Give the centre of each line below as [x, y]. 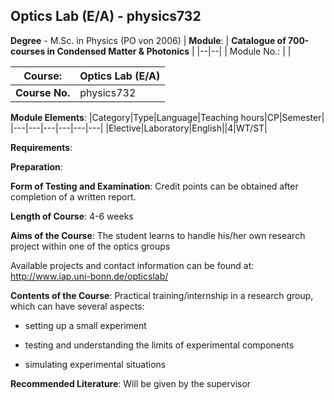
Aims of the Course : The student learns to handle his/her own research [158, 235]
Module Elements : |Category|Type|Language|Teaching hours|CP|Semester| [167, 117]
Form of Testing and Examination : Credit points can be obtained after [154, 186]
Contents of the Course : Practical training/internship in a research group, [162, 295]
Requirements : [41, 147]
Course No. [43, 92]
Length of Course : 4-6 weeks [72, 216]
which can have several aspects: [77, 306]
